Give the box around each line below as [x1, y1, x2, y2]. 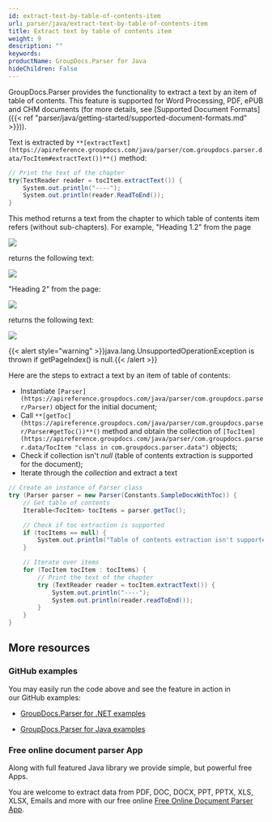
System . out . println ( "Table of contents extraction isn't [37, 536, 233, 544]
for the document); [19, 460, 83, 469]
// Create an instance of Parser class [8, 484, 143, 492]
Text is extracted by [8, 137, 74, 147]
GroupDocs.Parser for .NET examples [19, 708, 146, 718]
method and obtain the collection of [102, 426, 221, 436]
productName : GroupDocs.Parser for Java [8, 58, 147, 66]
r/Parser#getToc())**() [19, 428, 101, 436]
